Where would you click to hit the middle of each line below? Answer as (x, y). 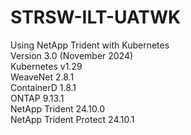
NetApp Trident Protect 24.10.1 (72, 119)
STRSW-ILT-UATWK (96, 17)
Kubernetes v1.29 (46, 66)
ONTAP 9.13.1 (37, 98)
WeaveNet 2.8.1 (42, 77)
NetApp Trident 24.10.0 (57, 108)
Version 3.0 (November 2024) (72, 55)
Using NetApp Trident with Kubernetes (90, 45)
